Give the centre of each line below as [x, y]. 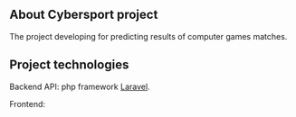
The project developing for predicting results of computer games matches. [148, 36]
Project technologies [69, 65]
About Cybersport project [84, 15]
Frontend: [28, 103]
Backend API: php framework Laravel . [80, 86]
